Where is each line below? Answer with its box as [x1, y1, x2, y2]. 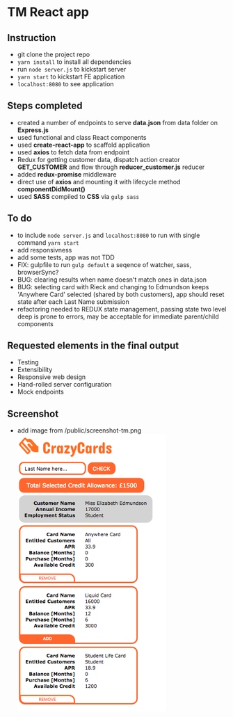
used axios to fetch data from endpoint [17, 147, 130, 156]
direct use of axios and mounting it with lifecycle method [17, 177, 181, 186]
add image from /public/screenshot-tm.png [17, 426, 142, 435]
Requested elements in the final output [7, 340, 179, 352]
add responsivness [17, 245, 72, 254]
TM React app [7, 4, 89, 20]
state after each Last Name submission [17, 297, 130, 306]
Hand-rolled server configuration [17, 380, 113, 389]
